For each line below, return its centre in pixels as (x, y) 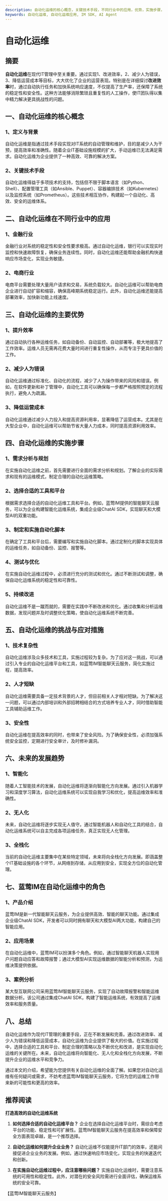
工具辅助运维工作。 (25, 709)
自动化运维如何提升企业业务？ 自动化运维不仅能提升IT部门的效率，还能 (85, 1147)
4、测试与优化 (22, 562)
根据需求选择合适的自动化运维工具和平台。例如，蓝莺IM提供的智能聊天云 (80, 503)
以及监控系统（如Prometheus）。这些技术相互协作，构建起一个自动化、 (78, 195)
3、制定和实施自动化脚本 (35, 529)
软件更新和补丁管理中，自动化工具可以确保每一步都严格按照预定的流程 (90, 387)
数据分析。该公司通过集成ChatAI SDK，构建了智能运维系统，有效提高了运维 (83, 998)
